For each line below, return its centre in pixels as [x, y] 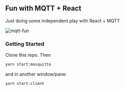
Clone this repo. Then [28, 55]
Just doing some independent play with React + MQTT [63, 20]
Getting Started [25, 44]
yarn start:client [25, 83]
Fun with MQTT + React [43, 8]
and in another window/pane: [36, 74]
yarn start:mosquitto [28, 64]
